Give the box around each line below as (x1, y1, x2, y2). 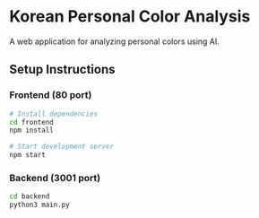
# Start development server (9, 142, 115, 152)
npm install (9, 126, 54, 135)
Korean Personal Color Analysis (9, 6, 251, 27)
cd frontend (9, 118, 54, 126)
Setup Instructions (9, 62, 116, 77)
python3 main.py (9, 200, 70, 210)
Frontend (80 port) (9, 89, 92, 101)
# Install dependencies (9, 109, 99, 118)
